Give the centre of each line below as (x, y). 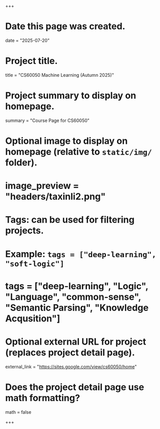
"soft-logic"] (35, 264)
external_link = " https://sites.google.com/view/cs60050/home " (71, 366)
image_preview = (42, 186)
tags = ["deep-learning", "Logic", (77, 286)
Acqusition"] (33, 318)
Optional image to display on (67, 141)
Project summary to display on (71, 96)
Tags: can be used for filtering (70, 220)
